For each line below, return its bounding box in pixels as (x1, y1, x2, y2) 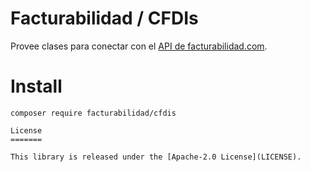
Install (10, 75, 63, 98)
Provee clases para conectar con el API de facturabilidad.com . (10, 40, 268, 52)
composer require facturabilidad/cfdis (10, 108, 177, 118)
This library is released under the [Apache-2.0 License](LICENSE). (10, 152, 302, 162)
